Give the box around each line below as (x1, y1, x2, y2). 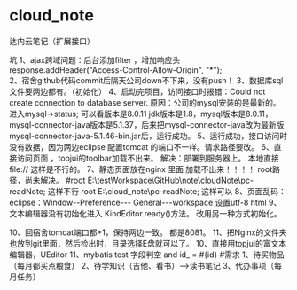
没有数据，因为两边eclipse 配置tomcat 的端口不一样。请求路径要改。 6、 (9, 141, 275, 152)
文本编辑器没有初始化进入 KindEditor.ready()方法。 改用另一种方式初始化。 (9, 208, 282, 218)
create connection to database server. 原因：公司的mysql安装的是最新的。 (9, 97, 281, 107)
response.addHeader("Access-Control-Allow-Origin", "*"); (9, 64, 223, 75)
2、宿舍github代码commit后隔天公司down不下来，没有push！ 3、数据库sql (9, 74, 284, 85)
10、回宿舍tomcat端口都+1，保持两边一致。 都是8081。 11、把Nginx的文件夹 (9, 227, 287, 238)
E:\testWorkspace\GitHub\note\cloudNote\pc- (87, 175, 254, 185)
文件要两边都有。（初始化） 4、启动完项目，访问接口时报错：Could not (9, 86, 266, 97)
